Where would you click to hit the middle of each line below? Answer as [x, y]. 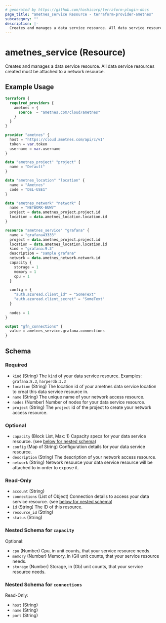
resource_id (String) [33, 512]
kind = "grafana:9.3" [32, 249]
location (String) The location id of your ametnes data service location [84, 386]
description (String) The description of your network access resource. [84, 457]
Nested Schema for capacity [40, 531]
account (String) [28, 491]
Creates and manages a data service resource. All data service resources [80, 66]
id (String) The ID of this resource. [47, 507]
